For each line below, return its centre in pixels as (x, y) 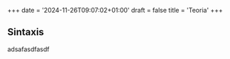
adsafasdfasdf (28, 49)
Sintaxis (26, 32)
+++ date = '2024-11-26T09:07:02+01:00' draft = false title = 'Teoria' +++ (115, 10)
